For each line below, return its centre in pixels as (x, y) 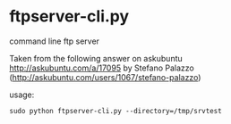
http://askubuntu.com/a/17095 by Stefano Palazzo (102, 68)
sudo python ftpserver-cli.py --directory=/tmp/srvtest (115, 111)
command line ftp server (55, 41)
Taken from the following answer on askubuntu (96, 58)
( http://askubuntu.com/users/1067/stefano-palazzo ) (105, 77)
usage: (22, 95)
